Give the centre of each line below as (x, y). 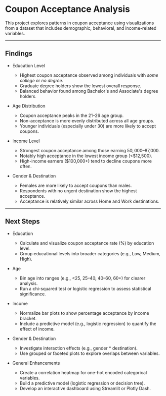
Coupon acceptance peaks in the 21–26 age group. (72, 115)
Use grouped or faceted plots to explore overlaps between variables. (90, 353)
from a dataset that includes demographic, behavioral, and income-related (81, 28)
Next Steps (22, 222)
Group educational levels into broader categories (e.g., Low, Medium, (90, 253)
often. (26, 166)
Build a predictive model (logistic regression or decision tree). (82, 383)
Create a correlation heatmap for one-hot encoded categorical (83, 372)
